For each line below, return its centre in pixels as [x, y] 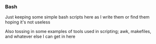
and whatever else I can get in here [40, 36]
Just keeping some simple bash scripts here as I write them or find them [77, 17]
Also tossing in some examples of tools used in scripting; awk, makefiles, [78, 32]
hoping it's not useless [28, 22]
